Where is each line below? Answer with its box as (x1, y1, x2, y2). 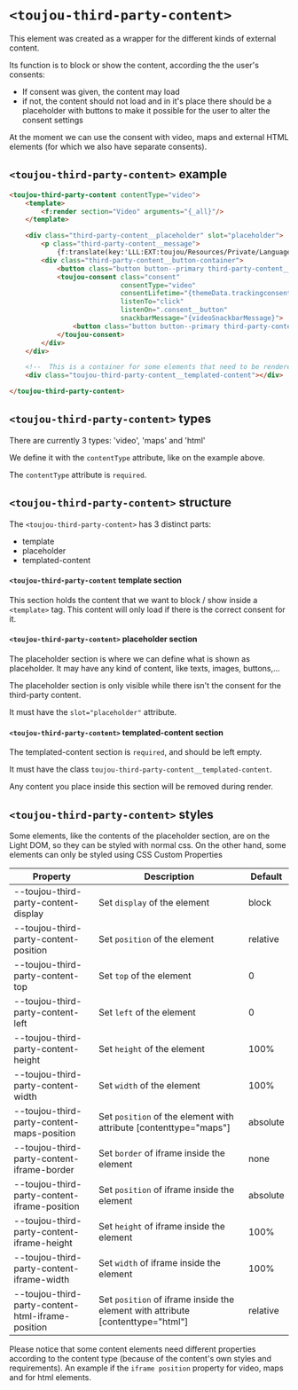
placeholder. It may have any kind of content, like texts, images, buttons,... (9, 664, 281, 674)
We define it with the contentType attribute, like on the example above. (9, 452, 266, 463)
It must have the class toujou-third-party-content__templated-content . (9, 764, 272, 774)
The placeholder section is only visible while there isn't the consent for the (9, 680, 282, 691)
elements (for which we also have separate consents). (9, 141, 208, 152)
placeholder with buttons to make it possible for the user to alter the (21, 105, 271, 115)
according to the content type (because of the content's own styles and (9, 1354, 272, 1364)
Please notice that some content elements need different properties (9, 1344, 256, 1355)
